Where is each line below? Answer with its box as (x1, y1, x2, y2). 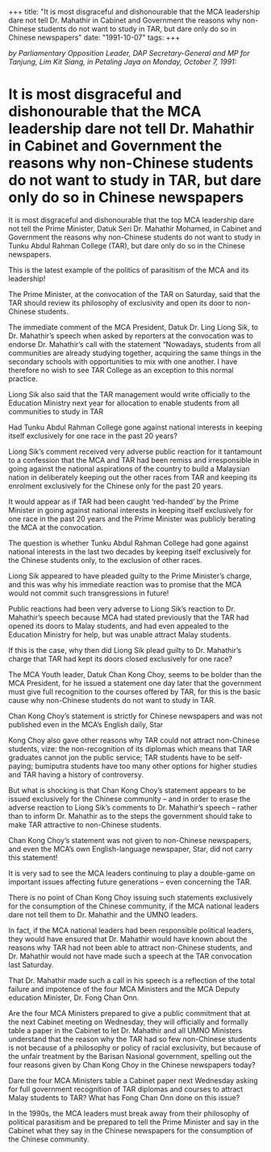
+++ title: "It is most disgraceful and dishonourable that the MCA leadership (8, 7, 261, 16)
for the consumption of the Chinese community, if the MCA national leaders (8, 901, 260, 911)
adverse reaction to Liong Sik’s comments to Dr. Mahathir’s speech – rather (8, 803, 258, 812)
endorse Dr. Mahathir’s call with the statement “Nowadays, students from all (8, 339, 261, 349)
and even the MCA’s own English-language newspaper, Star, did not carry (8, 844, 253, 853)
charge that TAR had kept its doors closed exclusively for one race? (8, 654, 233, 663)
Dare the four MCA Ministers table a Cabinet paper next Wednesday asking (8, 1075, 258, 1085)
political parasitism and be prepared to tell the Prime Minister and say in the (8, 1116, 260, 1127)
